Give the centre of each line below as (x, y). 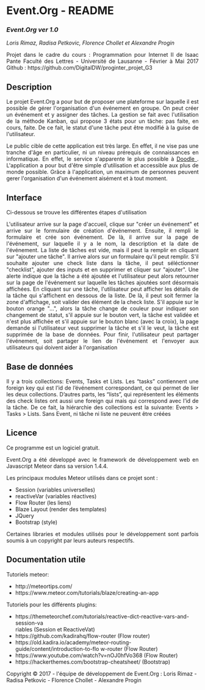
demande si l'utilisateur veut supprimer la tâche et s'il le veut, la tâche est (103, 328)
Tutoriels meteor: (28, 574)
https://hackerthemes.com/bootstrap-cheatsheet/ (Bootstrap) (93, 662)
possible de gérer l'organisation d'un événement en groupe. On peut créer (103, 108)
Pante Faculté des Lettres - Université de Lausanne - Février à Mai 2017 (103, 61)
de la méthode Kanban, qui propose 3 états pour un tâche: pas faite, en (103, 121)
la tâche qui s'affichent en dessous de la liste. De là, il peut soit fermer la (103, 296)
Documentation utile (46, 560)
